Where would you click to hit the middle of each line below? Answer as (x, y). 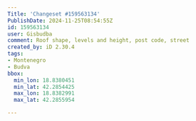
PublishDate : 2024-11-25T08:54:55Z (60, 21)
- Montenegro (27, 60)
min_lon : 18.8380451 (44, 80)
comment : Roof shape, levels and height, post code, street (99, 41)
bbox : (15, 73)
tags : (15, 54)
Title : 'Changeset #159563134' (54, 14)
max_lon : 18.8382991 (44, 93)
